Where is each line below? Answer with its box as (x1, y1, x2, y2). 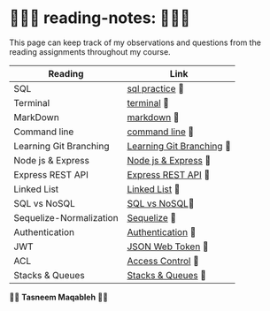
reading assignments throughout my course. (9, 46, 171, 57)
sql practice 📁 (127, 82, 184, 95)
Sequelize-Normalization (13, 211, 119, 224)
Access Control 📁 (127, 254, 199, 267)
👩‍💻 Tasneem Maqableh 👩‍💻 (9, 292, 109, 302)
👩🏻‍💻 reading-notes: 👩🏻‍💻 (9, 8, 191, 28)
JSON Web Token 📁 (127, 240, 209, 253)
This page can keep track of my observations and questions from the (9, 37, 261, 48)
